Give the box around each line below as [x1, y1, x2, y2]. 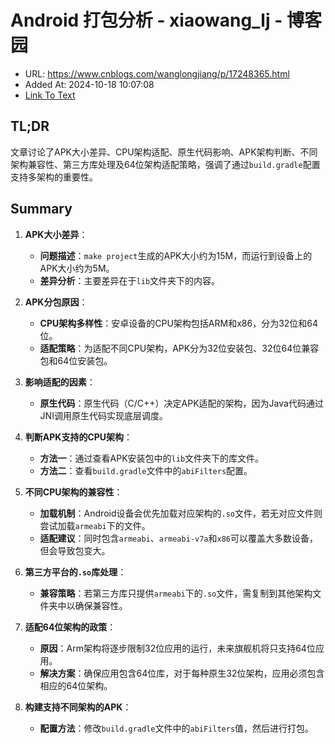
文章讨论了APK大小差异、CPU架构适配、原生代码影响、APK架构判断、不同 [10, 146, 318, 158]
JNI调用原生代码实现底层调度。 [39, 409, 168, 421]
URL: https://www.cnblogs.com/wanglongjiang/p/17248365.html [24, 67, 290, 80]
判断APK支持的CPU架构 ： [24, 431, 133, 443]
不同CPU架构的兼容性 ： [24, 486, 123, 498]
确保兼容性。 [74, 599, 128, 611]
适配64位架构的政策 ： [24, 621, 117, 633]
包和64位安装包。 [39, 354, 113, 366]
